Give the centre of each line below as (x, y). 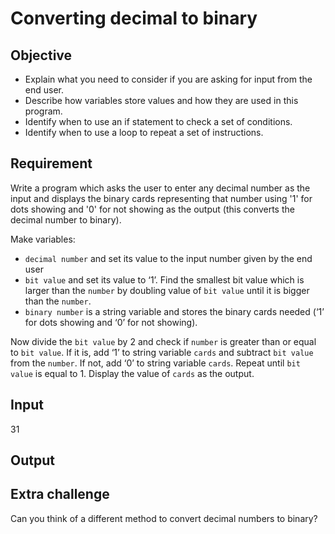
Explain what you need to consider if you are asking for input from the (168, 79)
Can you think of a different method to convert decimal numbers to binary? (164, 518)
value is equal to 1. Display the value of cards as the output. (132, 373)
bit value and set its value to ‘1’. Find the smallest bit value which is (164, 279)
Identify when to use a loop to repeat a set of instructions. (144, 132)
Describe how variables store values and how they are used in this (161, 100)
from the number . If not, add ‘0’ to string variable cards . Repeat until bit (155, 363)
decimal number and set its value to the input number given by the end (168, 258)
